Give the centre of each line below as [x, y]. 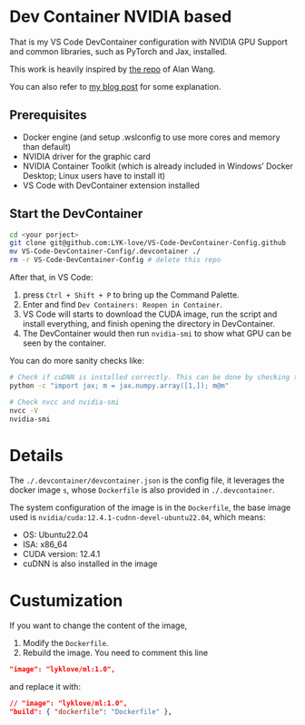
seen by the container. [64, 343]
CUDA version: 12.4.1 [61, 554]
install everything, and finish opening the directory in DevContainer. [148, 324]
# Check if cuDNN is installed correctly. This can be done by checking [150, 377]
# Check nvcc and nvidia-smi [64, 402]
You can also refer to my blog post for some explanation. [115, 86]
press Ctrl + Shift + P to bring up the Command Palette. [131, 295]
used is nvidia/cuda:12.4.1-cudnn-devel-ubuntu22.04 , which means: [138, 517]
